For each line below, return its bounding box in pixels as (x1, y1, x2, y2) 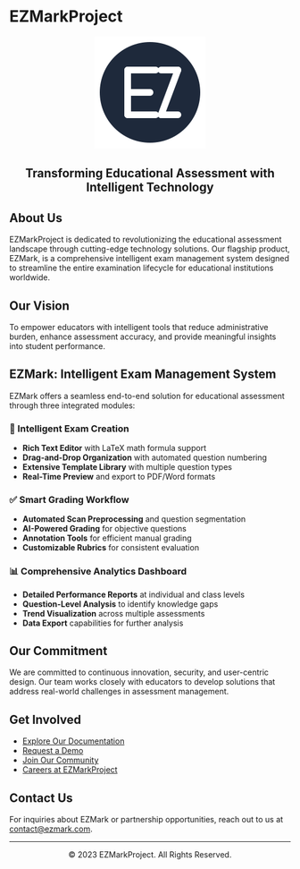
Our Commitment (9, 643, 108, 659)
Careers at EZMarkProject (21, 764, 118, 775)
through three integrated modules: (9, 400, 136, 411)
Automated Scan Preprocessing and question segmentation (21, 514, 246, 524)
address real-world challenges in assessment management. (9, 686, 229, 697)
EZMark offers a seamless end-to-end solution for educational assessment (9, 390, 286, 401)
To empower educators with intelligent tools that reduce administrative (9, 321, 269, 332)
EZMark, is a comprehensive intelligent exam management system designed (9, 253, 290, 264)
